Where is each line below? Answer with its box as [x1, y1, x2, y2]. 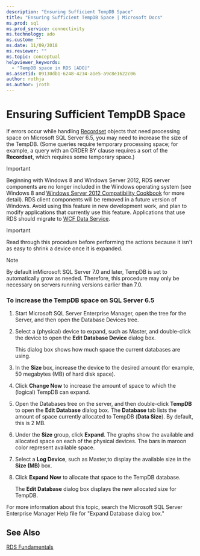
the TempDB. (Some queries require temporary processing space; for [6, 140, 178, 148]
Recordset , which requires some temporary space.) [6, 153, 135, 160]
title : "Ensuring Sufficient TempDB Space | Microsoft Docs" [6, 14, 163, 21]
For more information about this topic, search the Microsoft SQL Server [6, 504, 183, 511]
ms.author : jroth [6, 82, 50, 88]
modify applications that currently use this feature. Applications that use [6, 209, 186, 216]
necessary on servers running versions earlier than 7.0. [6, 281, 143, 288]
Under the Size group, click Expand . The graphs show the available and [14, 431, 194, 438]
